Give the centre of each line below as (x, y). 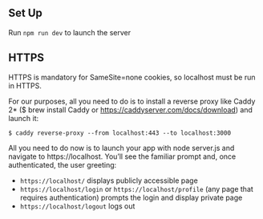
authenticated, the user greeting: (63, 164)
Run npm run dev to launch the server (70, 32)
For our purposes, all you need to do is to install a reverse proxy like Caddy (132, 101)
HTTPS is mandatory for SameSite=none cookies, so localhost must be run (132, 77)
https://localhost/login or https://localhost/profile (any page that (137, 189)
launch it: (24, 118)
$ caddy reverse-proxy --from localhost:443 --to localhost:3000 (119, 133)
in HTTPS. (25, 85)
